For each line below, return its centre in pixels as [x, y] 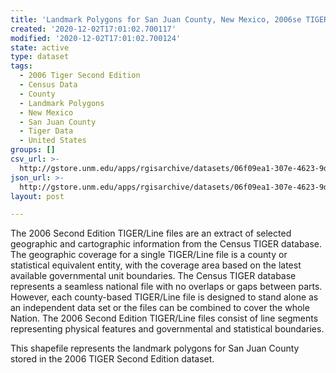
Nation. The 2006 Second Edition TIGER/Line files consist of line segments [164, 318]
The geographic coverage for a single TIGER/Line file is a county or [149, 255]
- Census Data [48, 85]
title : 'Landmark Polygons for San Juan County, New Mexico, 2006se [156, 19]
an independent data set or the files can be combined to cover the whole [160, 308]
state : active [40, 47]
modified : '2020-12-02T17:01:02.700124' [96, 38]
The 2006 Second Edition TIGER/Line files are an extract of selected [151, 233]
